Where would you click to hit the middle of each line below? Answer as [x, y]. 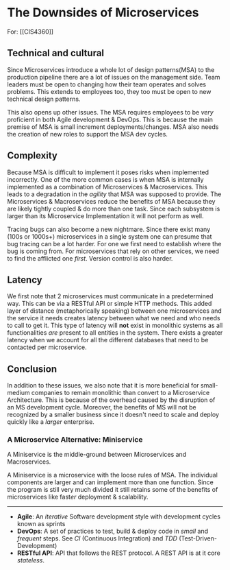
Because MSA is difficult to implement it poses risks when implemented [108, 172]
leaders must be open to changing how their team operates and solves [107, 84]
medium [18, 393]
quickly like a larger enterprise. [51, 422]
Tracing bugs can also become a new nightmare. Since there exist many [109, 229]
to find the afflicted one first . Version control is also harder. [90, 258]
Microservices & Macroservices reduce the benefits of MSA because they [111, 201]
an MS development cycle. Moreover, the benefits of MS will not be [102, 407]
